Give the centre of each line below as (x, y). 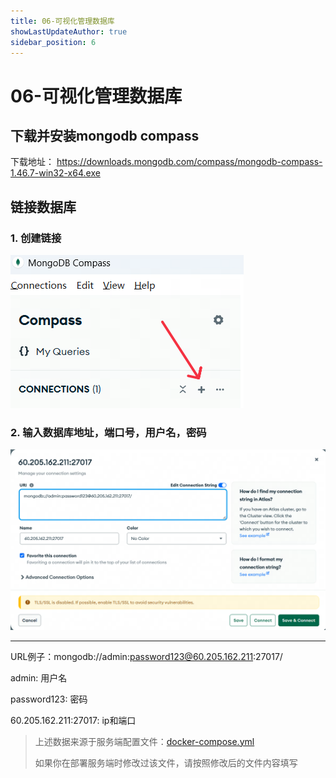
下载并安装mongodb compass (105, 135)
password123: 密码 (49, 699)
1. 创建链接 (36, 238)
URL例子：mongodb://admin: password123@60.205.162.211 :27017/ (146, 656)
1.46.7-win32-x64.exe (55, 173)
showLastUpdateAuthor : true (69, 31)
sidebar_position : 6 (53, 42)
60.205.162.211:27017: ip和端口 (73, 720)
